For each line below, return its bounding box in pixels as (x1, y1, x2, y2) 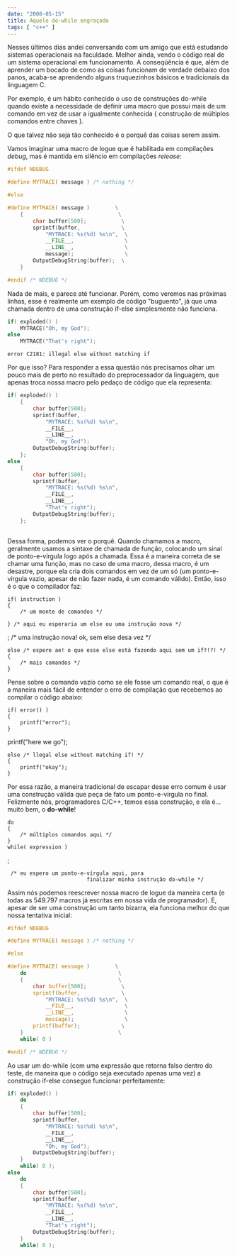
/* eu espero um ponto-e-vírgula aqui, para (10, 870, 144, 877)
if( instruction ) (7, 595, 62, 603)
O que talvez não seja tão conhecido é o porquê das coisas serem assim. (7, 131, 221, 139)
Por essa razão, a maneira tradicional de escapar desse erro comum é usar (7, 782, 226, 791)
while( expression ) (7, 844, 69, 851)
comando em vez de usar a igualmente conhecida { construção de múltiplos (7, 109, 230, 118)
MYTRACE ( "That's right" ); (20, 338, 97, 345)
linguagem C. (7, 81, 46, 89)
